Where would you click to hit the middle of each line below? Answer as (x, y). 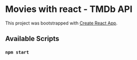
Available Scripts (32, 39)
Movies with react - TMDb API (69, 9)
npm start (17, 52)
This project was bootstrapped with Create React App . (61, 23)
